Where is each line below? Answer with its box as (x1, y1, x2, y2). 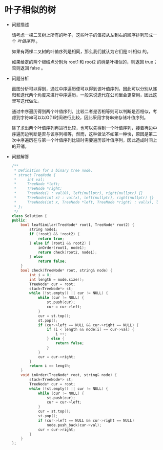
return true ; (38, 236, 64, 241)
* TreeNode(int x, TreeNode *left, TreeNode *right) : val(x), (14, 200, 154, 204)
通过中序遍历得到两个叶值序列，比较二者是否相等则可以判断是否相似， (11, 108, 153, 114)
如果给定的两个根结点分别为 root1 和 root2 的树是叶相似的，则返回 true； (11, 59, 158, 65)
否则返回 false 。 (11, 65, 46, 71)
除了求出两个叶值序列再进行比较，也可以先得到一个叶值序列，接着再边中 (11, 125, 157, 131)
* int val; (14, 177, 45, 182)
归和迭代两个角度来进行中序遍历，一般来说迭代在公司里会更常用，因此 (11, 91, 153, 98)
